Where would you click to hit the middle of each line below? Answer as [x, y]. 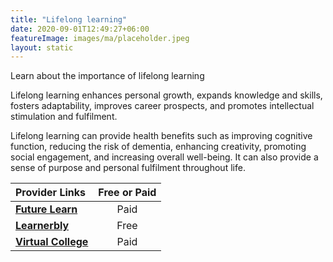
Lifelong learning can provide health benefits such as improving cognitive [161, 136]
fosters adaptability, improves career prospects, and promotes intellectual [162, 106]
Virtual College [52, 242]
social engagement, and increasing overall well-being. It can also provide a [164, 157]
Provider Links [50, 193]
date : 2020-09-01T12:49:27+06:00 [80, 29]
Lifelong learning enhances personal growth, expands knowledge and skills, [166, 95]
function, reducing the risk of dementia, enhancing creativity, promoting [158, 147]
